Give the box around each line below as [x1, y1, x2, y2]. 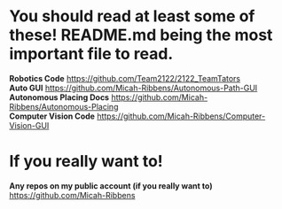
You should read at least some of [9, 6, 255, 27]
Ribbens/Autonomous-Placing [9, 101, 119, 112]
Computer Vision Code [9, 111, 96, 121]
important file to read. [9, 44, 174, 64]
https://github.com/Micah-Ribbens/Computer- [97, 111, 266, 121]
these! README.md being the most [9, 25, 273, 45]
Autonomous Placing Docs [9, 91, 109, 103]
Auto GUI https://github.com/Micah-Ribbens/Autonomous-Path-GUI [9, 82, 258, 93]
